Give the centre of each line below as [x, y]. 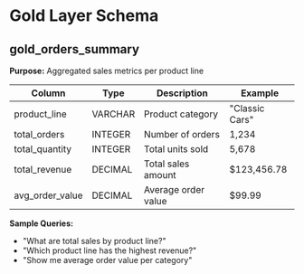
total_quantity [43, 149]
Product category [181, 114]
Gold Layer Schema [84, 16]
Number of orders [181, 134]
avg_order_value [48, 195]
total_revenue [43, 170]
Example [260, 93]
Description [182, 93]
